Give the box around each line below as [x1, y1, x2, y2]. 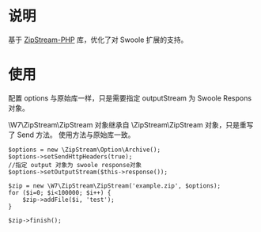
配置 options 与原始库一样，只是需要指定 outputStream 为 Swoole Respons [8, 93, 252, 103]
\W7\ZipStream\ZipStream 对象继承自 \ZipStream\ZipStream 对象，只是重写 [8, 120, 254, 129]
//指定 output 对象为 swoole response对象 [8, 161, 142, 169]
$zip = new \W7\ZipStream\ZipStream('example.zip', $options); [8, 181, 221, 190]
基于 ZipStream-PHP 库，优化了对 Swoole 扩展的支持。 [8, 35, 188, 44]
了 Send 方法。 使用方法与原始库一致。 [8, 130, 135, 139]
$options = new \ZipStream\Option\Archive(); [8, 146, 161, 154]
